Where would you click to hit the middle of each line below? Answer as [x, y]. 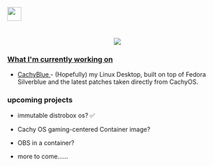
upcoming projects [40, 100]
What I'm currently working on [60, 59]
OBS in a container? [46, 142]
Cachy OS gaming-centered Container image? [84, 129]
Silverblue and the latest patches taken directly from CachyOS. [108, 82]
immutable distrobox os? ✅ [56, 115]
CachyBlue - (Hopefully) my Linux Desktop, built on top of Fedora [111, 75]
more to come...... [43, 156]
